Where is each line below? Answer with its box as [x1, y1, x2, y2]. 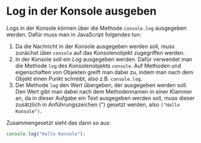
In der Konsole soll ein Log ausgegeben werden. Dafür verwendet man [15, 55, 193, 63]
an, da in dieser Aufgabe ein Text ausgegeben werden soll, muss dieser [15, 94, 195, 102]
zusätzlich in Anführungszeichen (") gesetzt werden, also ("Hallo [15, 100, 180, 108]
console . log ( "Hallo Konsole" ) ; [6, 131, 86, 137]
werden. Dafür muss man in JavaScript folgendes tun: [6, 30, 142, 38]
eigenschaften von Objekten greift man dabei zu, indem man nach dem [15, 68, 194, 75]
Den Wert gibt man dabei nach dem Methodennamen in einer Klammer [15, 88, 192, 95]
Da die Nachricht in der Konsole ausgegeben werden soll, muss [15, 43, 175, 50]
